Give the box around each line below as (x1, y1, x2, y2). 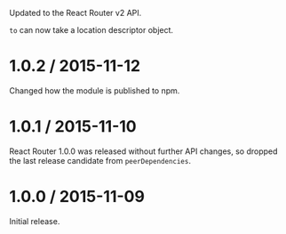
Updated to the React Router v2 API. (9, 8, 142, 18)
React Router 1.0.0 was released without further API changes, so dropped (9, 146, 278, 157)
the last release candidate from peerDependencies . (9, 155, 191, 165)
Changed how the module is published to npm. (9, 85, 180, 96)
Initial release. (9, 215, 60, 226)
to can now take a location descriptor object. (9, 25, 174, 35)
